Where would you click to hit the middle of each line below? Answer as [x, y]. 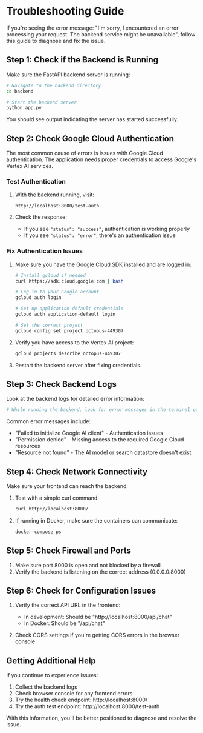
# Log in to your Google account [57, 292]
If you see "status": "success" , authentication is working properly [107, 229]
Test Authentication [36, 181]
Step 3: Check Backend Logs [61, 384]
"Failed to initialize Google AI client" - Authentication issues [89, 433]
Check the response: [41, 217]
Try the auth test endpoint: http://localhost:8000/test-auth [87, 706]
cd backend [20, 91]
